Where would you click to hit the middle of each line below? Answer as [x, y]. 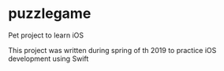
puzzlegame [50, 14]
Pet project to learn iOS [46, 35]
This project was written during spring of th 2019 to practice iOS [112, 50]
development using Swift [49, 59]
